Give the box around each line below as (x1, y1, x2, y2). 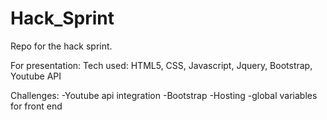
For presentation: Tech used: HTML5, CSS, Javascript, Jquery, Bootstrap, (10, 59, 313, 71)
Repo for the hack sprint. (10, 40, 113, 52)
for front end (10, 100, 63, 112)
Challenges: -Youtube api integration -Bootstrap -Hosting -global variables (10, 89, 318, 101)
